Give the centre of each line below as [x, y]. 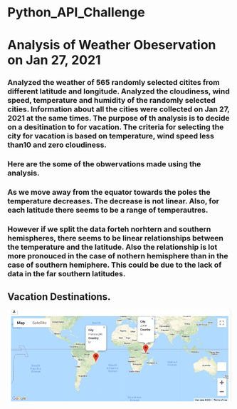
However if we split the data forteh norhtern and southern [109, 229]
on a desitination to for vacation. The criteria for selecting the [116, 127]
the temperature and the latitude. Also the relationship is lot [112, 247]
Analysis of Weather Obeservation [112, 45]
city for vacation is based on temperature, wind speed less [111, 136]
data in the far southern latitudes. [67, 274]
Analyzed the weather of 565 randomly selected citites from [114, 83]
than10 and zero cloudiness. [57, 145]
